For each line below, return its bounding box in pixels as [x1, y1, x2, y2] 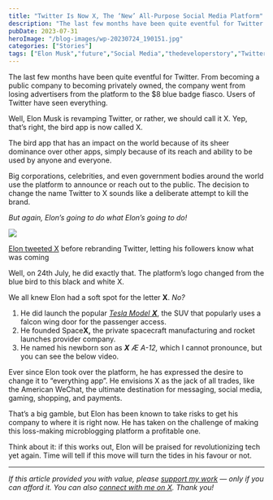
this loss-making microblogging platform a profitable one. [8, 426, 201, 436]
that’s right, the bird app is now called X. [8, 123, 144, 132]
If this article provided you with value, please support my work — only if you [8, 474, 264, 484]
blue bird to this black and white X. [8, 277, 124, 286]
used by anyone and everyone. [8, 155, 112, 165]
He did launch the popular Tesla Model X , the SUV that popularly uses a [19, 308, 262, 318]
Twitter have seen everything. [8, 98, 108, 107]
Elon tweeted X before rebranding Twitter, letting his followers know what [8, 244, 254, 253]
